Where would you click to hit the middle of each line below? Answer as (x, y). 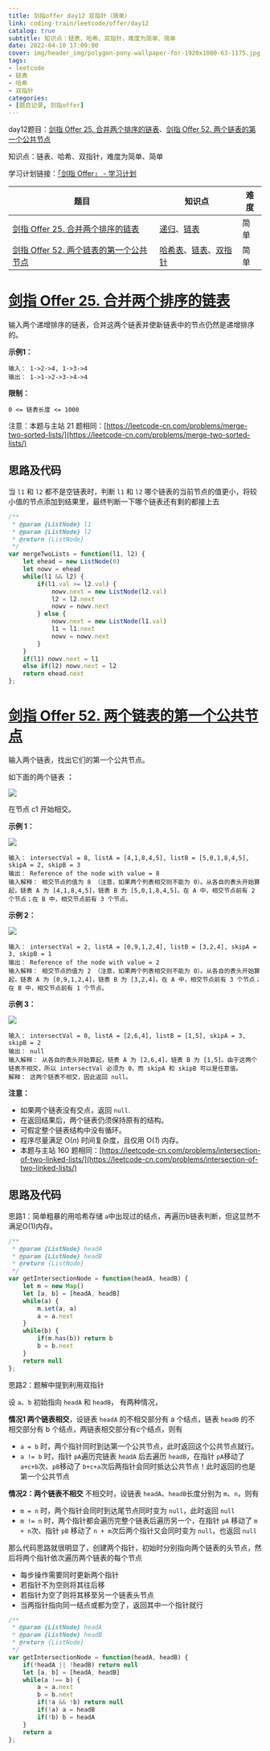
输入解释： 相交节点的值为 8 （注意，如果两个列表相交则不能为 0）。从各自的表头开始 (131, 882)
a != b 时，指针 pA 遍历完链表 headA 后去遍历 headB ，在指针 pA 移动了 (132, 1456)
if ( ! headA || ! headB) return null (80, 1665)
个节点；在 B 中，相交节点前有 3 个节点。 (70, 899)
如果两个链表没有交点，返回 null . (75, 1109)
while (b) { (41, 1331)
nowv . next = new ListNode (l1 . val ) (109, 621)
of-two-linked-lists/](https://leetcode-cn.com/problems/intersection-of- (139, 1159)
